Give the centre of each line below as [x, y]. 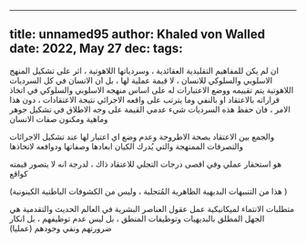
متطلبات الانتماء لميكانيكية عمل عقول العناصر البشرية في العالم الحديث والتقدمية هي [152, 208]
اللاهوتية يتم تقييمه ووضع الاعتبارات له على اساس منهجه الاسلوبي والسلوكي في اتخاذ [152, 90]
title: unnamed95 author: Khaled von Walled [138, 34]
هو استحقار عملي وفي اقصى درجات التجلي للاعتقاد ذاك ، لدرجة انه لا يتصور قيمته [146, 164]
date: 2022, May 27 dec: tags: [97, 49]
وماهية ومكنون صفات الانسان [59, 118]
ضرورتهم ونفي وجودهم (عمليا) [61, 228]
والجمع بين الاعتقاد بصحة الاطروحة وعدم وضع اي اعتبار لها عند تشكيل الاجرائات [142, 137]
